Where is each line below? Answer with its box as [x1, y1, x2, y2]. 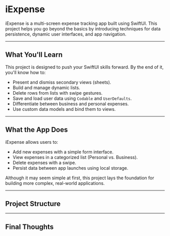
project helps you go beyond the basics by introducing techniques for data [5, 25, 161, 31]
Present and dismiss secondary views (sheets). [12, 79, 111, 85]
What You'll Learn [5, 51, 63, 59]
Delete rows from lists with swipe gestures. [12, 90, 103, 96]
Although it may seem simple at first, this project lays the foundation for [5, 175, 154, 181]
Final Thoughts [5, 222, 54, 231]
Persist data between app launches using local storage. [12, 165, 129, 171]
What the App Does [5, 126, 68, 134]
